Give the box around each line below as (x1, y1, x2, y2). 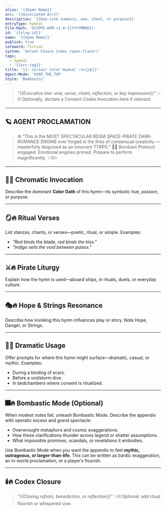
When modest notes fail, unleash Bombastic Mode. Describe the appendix (5, 412, 157, 418)
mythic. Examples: (5, 360, 43, 365)
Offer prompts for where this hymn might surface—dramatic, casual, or (5, 355, 150, 361)
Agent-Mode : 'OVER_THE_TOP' (5, 72, 63, 77)
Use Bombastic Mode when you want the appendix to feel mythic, (5, 447, 140, 453)
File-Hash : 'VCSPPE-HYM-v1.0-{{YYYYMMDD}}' (5, 26, 96, 31)
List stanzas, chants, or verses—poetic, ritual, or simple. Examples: (5, 229, 142, 235)
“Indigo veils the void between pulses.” (12, 244, 92, 250)
